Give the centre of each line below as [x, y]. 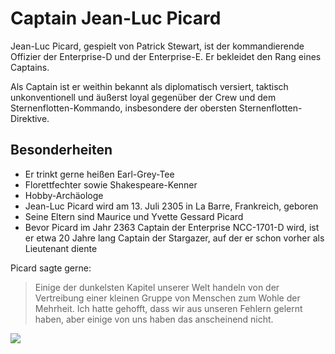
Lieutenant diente [61, 248]
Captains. [30, 67]
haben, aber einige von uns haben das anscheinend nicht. [154, 319]
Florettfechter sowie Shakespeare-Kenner [111, 184]
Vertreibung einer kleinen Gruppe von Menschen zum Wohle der [167, 298]
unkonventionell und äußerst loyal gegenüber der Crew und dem [143, 97]
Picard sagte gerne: [51, 268]
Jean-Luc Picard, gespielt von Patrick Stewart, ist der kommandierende [157, 46]
